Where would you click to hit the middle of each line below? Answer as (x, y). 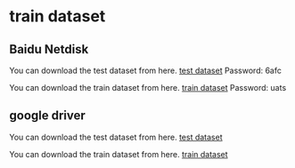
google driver (48, 116)
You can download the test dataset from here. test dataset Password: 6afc (146, 70)
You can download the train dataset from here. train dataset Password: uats (148, 88)
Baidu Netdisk (49, 49)
